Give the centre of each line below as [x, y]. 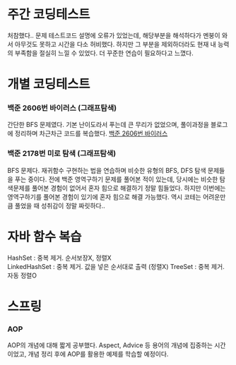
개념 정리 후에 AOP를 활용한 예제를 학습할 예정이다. [98, 354]
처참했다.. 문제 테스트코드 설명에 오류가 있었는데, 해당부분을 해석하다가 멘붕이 [114, 35]
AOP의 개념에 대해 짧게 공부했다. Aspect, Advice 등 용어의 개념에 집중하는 [110, 345]
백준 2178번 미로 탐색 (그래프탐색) [62, 154]
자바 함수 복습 [45, 237]
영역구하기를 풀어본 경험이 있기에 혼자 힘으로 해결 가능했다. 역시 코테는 [104, 197]
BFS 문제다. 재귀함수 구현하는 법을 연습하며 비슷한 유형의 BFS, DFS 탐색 [107, 170]
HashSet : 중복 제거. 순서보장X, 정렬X [59, 258]
